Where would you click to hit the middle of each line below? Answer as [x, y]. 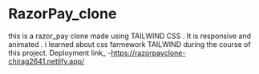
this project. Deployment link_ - [60, 53]
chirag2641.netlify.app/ [47, 61]
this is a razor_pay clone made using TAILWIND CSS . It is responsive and [129, 36]
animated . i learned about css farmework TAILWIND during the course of [129, 44]
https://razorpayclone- [148, 53]
